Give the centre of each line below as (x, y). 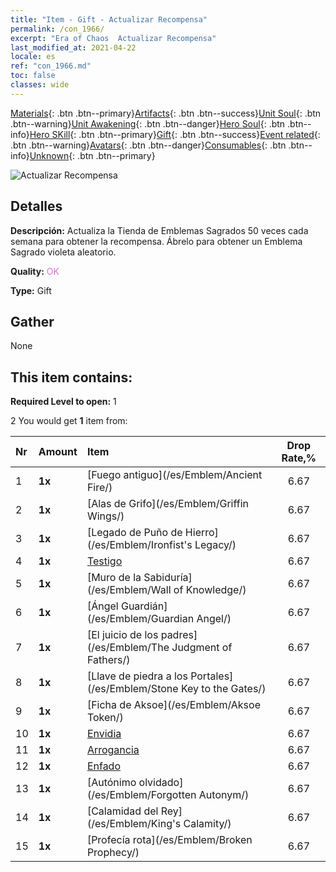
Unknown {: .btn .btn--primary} (92, 155)
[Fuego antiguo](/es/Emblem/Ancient (174, 475)
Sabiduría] (168, 578)
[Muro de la (114, 578)
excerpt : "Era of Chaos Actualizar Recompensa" (113, 38)
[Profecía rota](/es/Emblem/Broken (169, 840)
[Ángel (102, 606)
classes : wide (40, 85)
